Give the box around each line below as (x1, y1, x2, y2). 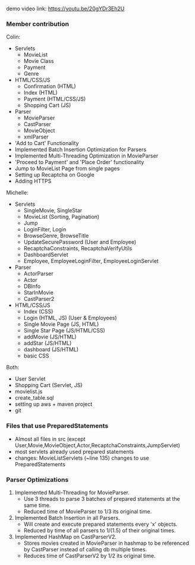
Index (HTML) (23, 89, 58, 96)
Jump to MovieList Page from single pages (14, 165, 120, 172)
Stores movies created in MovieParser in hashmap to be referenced (23, 539, 189, 547)
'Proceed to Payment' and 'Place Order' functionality (14, 159, 144, 166)
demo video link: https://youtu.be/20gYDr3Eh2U (6, 5, 125, 12)
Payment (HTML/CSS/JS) (23, 95, 86, 103)
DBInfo (23, 282, 41, 290)
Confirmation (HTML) (23, 83, 76, 90)
